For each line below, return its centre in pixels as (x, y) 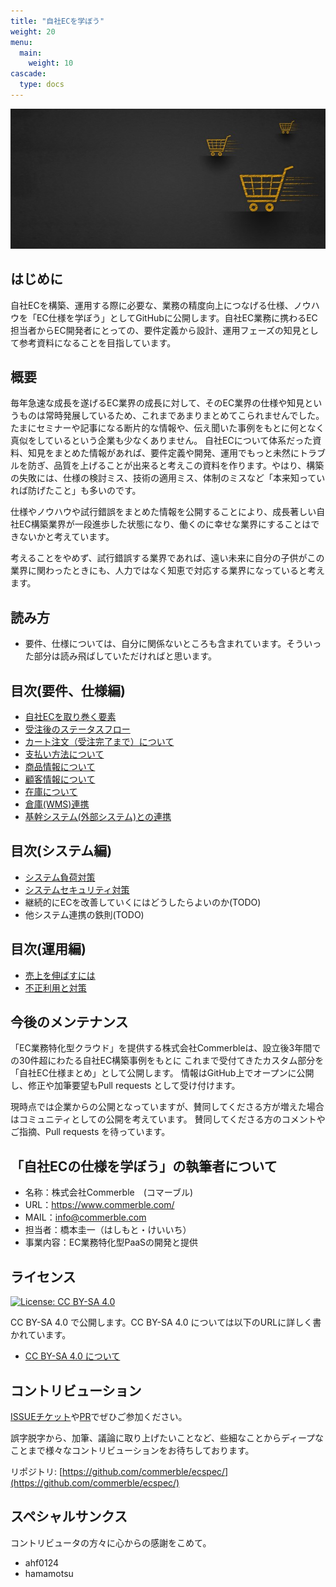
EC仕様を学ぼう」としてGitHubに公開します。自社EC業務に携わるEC (177, 317)
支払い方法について (64, 754)
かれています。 (41, 1335)
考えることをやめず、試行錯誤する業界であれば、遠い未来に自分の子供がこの (167, 558)
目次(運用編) (48, 949)
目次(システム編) (61, 851)
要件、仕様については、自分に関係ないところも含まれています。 (155, 644)
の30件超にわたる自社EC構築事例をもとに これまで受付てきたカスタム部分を (167, 1061)
